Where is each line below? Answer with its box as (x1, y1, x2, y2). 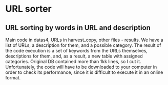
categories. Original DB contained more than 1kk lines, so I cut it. (5, 59, 142, 64)
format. (5, 75, 21, 80)
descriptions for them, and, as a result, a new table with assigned (5, 53, 143, 59)
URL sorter (5, 3, 52, 15)
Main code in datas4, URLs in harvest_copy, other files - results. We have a (5, 37, 163, 43)
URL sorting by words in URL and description (5, 23, 151, 32)
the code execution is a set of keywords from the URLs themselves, (5, 48, 148, 53)
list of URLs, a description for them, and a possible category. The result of (5, 42, 161, 48)
